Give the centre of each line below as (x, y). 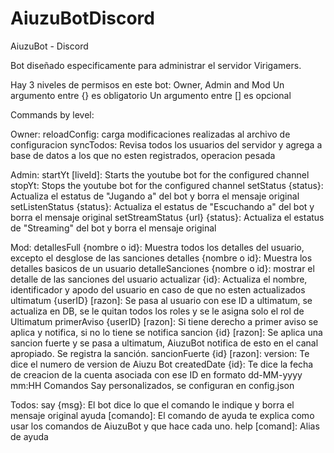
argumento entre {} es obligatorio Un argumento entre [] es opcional (151, 95)
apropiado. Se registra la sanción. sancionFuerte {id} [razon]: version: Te (160, 353)
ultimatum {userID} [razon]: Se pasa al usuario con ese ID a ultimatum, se (161, 300)
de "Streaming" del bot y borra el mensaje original (113, 228)
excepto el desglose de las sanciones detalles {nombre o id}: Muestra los (161, 258)
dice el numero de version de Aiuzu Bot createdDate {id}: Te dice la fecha (162, 364)
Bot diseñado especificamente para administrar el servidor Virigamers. (156, 65)
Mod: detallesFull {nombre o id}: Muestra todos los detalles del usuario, (157, 247)
